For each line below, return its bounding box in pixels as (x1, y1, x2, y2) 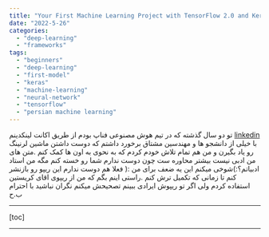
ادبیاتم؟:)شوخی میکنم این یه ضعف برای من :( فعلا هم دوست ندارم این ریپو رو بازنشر (9, 164, 260, 173)
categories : (9, 26, 49, 34)
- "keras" (16, 78, 49, 86)
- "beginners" (16, 57, 63, 65)
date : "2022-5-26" (9, 19, 70, 27)
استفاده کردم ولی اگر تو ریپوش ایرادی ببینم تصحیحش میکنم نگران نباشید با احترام (9, 181, 251, 190)
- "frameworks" (16, 41, 67, 49)
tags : (9, 49, 27, 57)
